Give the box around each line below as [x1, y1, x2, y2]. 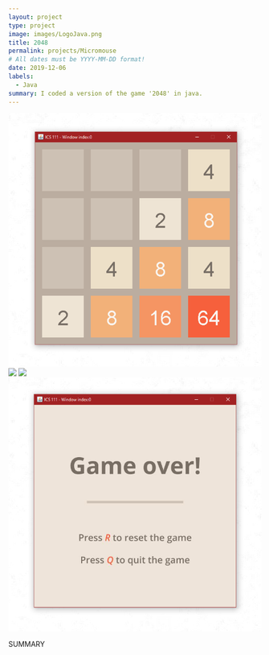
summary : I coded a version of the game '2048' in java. [8, 89, 203, 97]
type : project [8, 21, 56, 30]
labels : [8, 72, 35, 80]
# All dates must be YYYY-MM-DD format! [8, 56, 146, 64]
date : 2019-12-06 [8, 64, 67, 72]
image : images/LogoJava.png [8, 30, 103, 38]
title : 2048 [8, 39, 48, 47]
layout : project [8, 13, 63, 21]
